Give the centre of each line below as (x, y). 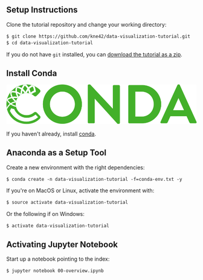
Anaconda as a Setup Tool (56, 153)
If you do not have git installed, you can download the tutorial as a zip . (94, 54)
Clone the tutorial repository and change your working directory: (86, 24)
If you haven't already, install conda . (51, 134)
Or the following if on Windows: (45, 213)
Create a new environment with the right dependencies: (76, 167)
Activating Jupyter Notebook (62, 244)
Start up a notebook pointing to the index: (58, 259)
